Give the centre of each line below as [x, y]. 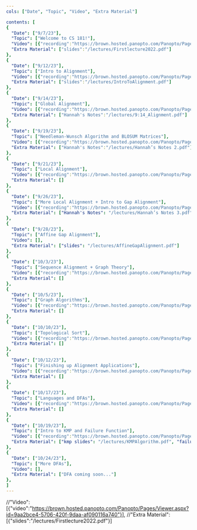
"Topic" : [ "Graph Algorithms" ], [51, 300]
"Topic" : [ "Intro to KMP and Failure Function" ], [73, 431]
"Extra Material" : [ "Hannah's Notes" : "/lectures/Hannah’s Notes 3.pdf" [102, 213]
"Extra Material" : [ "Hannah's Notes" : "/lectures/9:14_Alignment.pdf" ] [99, 115]
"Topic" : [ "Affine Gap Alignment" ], [56, 235]
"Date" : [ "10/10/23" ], [39, 327]
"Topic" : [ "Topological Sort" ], [51, 333]
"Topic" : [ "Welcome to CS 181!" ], [53, 39]
